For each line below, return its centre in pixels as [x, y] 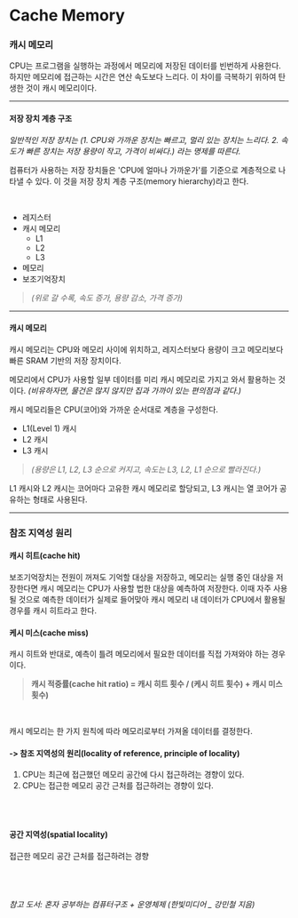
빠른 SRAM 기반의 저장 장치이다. [65, 360]
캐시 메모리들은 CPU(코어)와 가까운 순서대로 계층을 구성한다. [114, 409]
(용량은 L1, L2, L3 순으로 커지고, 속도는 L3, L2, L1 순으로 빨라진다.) [146, 469]
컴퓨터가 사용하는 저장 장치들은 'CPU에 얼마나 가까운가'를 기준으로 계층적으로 [143, 170]
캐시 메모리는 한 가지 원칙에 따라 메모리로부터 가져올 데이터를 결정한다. [131, 731]
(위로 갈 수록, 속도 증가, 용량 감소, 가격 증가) [107, 298]
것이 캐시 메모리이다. [61, 88]
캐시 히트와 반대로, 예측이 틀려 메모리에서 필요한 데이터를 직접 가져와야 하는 [139, 654]
